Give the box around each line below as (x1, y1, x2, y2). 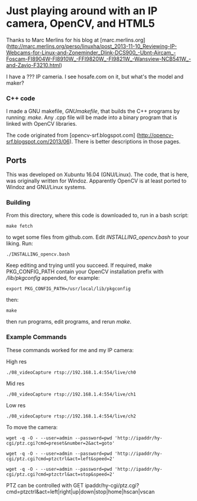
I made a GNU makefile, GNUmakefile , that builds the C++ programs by (6, 108, 180, 115)
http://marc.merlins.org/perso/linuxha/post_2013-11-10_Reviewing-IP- (8, 43, 177, 50)
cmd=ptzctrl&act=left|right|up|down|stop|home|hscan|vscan (6, 488, 155, 495)
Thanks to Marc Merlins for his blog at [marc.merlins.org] (6, 36, 146, 43)
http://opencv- (138, 132, 174, 139)
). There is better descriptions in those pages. (69, 138, 181, 145)
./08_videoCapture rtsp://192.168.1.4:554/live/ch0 (6, 369, 136, 375)
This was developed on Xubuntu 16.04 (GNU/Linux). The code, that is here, (6, 171, 189, 178)
